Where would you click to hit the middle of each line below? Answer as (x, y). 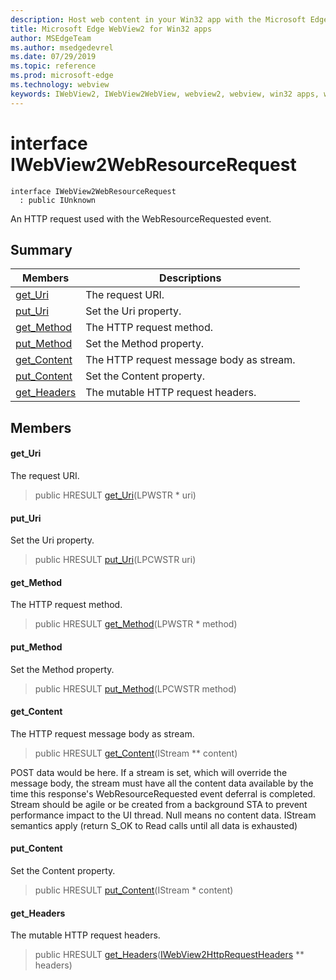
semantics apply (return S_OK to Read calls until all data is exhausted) (154, 825)
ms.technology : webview (60, 85)
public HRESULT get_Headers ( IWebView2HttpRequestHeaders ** (169, 955)
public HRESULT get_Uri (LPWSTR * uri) (115, 495)
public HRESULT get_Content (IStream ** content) (136, 753)
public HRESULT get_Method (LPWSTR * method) (136, 624)
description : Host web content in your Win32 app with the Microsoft (158, 19)
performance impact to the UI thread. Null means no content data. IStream (163, 815)
